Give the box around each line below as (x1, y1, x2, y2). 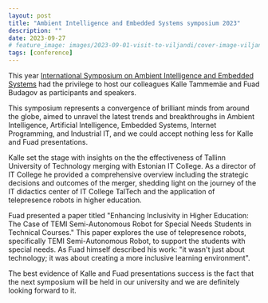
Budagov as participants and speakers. (8, 88, 137, 97)
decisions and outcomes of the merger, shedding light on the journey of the (8, 178, 257, 188)
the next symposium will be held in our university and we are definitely (8, 277, 240, 286)
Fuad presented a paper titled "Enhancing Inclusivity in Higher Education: (8, 211, 249, 220)
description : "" (8, 26, 62, 34)
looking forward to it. (8, 285, 77, 295)
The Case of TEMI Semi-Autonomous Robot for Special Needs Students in (8, 219, 252, 229)
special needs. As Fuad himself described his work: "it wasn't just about (8, 245, 245, 254)
